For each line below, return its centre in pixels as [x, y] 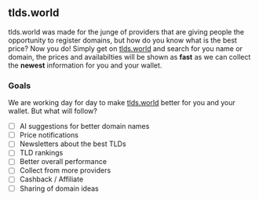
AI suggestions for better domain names [84, 126]
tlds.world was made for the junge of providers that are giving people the [126, 31]
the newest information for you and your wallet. [85, 65]
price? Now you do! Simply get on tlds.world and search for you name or [126, 48]
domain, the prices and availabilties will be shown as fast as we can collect [129, 57]
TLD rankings [41, 153]
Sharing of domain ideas [59, 188]
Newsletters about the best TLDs [73, 144]
